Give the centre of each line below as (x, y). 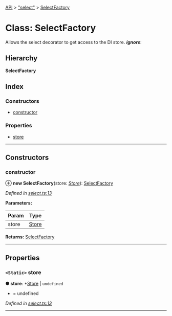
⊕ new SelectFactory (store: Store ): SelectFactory (59, 183)
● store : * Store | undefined (34, 284)
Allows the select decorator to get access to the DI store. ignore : (73, 42)
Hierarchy (21, 58)
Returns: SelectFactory (30, 237)
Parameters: (19, 203)
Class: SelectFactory (51, 28)
